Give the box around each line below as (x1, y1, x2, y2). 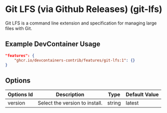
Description (55, 91, 84, 98)
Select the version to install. (37, 99, 102, 106)
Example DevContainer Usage (5, 40, 100, 48)
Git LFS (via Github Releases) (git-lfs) (5, 3, 162, 15)
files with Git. (5, 25, 32, 31)
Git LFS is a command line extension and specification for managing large (5, 20, 157, 26)
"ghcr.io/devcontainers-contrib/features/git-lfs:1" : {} (14, 57, 135, 63)
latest (125, 99, 139, 106)
